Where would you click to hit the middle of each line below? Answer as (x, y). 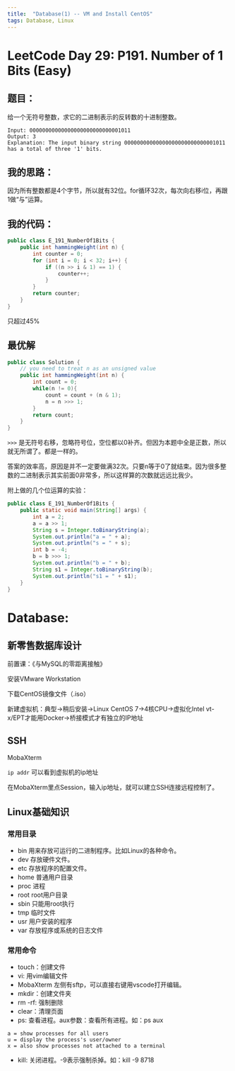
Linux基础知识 (38, 812)
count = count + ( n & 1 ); (83, 395)
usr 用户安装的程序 (45, 921)
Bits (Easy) (40, 70)
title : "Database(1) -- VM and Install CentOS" (80, 14)
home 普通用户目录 (45, 877)
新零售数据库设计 (44, 646)
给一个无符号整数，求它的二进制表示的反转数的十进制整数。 (94, 117)
